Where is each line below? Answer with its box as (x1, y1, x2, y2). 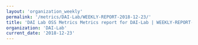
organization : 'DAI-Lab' (6, 25, 67, 31)
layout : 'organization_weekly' (6, 8, 83, 15)
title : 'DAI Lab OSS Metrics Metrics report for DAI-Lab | (6, 19, 154, 25)
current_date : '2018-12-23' (6, 30, 75, 36)
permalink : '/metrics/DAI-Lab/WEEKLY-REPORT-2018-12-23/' (6, 14, 151, 20)
